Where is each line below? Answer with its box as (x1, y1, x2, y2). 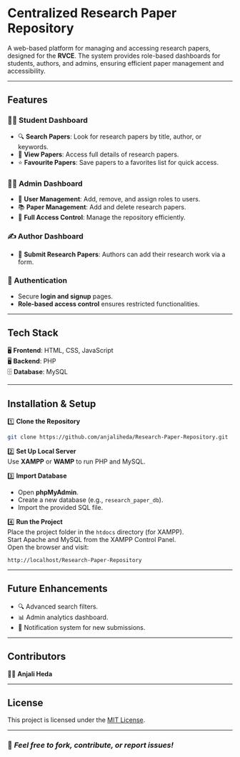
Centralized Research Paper (7, 5, 177, 21)
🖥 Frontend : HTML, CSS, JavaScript (7, 346, 114, 355)
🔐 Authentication (7, 276, 68, 286)
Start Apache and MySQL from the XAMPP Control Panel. (7, 536, 176, 544)
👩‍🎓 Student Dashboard (7, 116, 88, 126)
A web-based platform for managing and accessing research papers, (7, 44, 211, 52)
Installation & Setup (7, 398, 96, 410)
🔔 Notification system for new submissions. (17, 623, 146, 631)
